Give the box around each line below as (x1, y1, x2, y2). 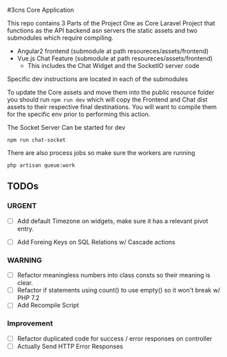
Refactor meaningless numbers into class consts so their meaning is (17, 271, 211, 279)
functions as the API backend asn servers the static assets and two (7, 27, 198, 34)
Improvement (7, 319, 53, 328)
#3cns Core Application (7, 6, 74, 14)
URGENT (7, 201, 37, 211)
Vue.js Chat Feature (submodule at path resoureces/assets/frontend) (17, 54, 213, 62)
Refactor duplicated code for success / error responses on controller (17, 334, 213, 343)
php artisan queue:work (7, 162, 76, 169)
